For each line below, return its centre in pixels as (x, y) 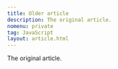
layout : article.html (38, 39)
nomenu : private (30, 26)
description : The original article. (59, 20)
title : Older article (38, 13)
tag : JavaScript (30, 32)
